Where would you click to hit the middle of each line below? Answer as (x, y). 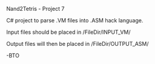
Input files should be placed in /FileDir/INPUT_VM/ (68, 32)
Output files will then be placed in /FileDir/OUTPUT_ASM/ (78, 44)
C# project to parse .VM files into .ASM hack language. (75, 20)
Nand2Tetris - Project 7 (35, 9)
